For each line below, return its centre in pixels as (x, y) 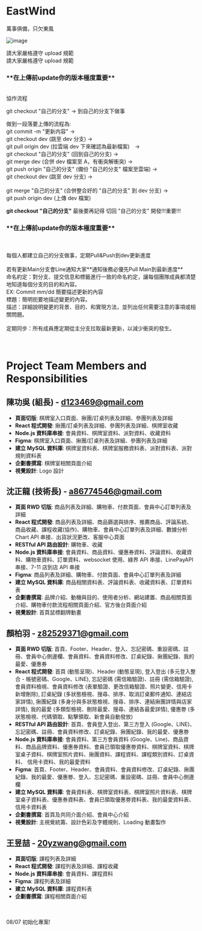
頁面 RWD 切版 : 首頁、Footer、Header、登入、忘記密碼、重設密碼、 (99, 649)
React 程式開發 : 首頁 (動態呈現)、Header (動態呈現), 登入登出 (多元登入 (103, 672)
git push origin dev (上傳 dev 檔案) (49, 198)
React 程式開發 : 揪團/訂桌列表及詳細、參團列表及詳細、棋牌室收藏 (96, 425)
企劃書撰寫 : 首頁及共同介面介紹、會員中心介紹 (72, 815)
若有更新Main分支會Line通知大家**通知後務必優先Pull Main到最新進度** (95, 269)
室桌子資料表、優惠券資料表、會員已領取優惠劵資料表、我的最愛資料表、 (104, 800)
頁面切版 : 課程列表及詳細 (45, 858)
